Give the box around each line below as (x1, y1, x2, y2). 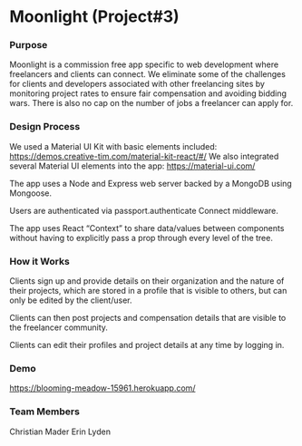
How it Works (9, 255, 70, 267)
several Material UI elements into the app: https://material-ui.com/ (9, 160, 256, 171)
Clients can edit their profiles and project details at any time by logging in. (9, 340, 285, 351)
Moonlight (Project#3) (9, 6, 180, 27)
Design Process (9, 121, 81, 133)
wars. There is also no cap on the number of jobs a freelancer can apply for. (9, 98, 294, 109)
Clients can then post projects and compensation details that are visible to (9, 313, 287, 324)
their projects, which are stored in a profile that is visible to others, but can (9, 286, 287, 296)
